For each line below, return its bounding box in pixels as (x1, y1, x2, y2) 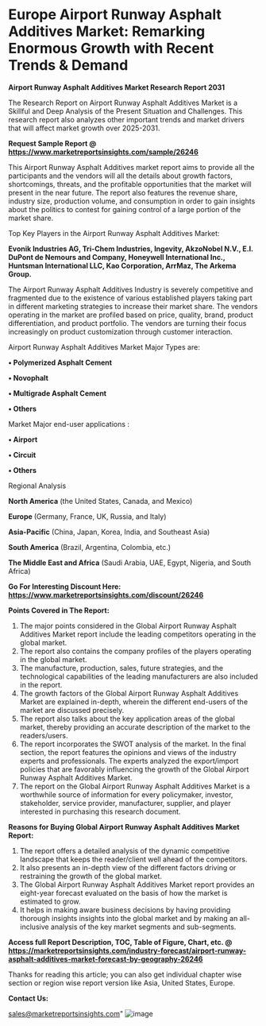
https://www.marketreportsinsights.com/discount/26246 (8, 590, 204, 599)
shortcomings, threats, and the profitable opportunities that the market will (8, 179, 252, 188)
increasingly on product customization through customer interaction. (8, 327, 233, 336)
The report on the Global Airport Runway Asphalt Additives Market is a (19, 781, 250, 791)
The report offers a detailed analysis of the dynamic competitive (19, 846, 230, 855)
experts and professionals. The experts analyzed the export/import (19, 756, 239, 765)
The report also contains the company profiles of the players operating (19, 646, 252, 656)
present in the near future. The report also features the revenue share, (8, 188, 238, 197)
